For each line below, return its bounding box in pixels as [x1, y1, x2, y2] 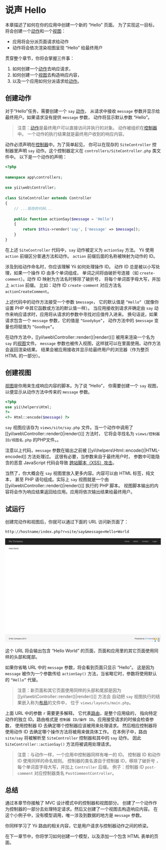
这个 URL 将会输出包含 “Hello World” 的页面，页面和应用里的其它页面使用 [5, 648, 155, 654]
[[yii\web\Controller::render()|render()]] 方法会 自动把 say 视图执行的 [17, 693, 156, 699]
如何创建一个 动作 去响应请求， [12, 65, 73, 72]
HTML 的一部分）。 [5, 352, 43, 359]
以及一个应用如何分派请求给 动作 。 [12, 78, 82, 84]
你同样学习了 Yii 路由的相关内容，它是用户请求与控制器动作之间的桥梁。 [5, 823, 151, 829]
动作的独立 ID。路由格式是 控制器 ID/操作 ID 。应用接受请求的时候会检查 [5, 716, 150, 722]
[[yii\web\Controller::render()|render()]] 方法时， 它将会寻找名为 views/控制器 [5, 431, 160, 437]
